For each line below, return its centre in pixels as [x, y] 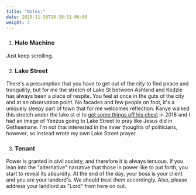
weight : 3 [18, 22]
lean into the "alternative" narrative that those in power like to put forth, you [97, 167]
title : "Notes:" [26, 11]
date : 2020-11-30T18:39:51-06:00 [47, 17]
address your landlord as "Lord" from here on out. [66, 186]
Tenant [25, 148]
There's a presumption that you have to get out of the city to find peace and [97, 83]
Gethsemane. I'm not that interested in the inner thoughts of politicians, [92, 127]
